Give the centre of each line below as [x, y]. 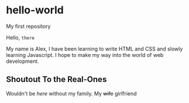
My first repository [28, 26]
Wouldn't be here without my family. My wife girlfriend [71, 93]
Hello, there [20, 37]
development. [23, 61]
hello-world [35, 10]
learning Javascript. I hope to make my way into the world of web [85, 55]
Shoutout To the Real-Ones [56, 79]
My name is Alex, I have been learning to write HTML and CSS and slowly [94, 49]
